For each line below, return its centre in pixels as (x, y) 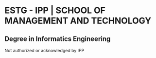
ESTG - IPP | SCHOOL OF (55, 10)
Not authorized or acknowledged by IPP (44, 50)
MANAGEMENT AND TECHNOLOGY (78, 21)
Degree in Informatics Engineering (58, 39)
